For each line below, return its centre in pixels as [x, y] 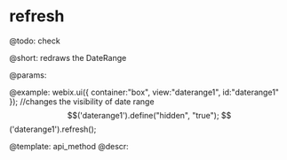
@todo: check [35, 41]
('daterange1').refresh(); [53, 129]
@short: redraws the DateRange [68, 57]
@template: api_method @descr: [69, 146]
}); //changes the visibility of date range [82, 101]
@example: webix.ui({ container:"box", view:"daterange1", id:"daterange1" [144, 92]
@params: [28, 75]
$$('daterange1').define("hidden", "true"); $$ [149, 115]
